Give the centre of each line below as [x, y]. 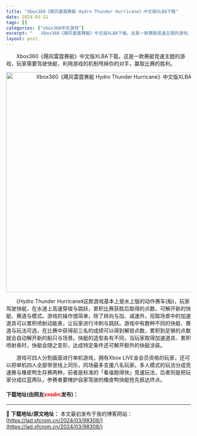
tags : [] [17, 22]
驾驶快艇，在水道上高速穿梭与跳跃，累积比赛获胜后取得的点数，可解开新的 [96, 308]
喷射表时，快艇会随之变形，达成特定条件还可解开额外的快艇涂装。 [86, 345]
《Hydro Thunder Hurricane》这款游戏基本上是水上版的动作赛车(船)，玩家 [103, 301]
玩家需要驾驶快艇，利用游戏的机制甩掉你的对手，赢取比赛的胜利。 [96, 63]
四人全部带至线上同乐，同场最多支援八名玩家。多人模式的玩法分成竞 [108, 365]
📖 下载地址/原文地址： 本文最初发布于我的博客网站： [69, 414]
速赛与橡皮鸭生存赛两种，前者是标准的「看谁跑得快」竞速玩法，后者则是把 [96, 372]
